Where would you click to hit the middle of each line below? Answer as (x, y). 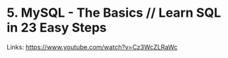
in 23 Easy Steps (57, 28)
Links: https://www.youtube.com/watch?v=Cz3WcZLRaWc (92, 47)
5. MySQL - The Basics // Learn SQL (114, 13)
